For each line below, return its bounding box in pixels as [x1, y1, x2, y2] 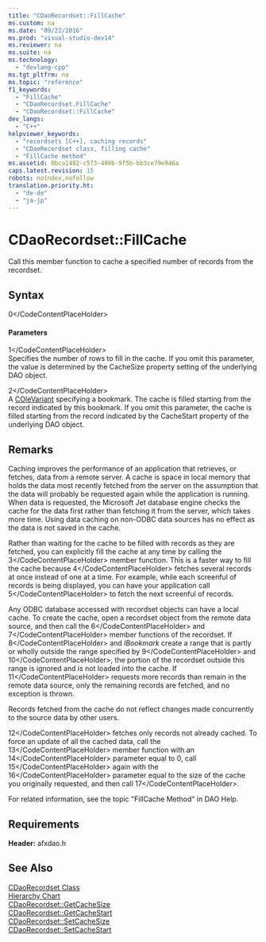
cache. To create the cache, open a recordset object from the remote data [8, 613, 252, 622]
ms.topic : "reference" [8, 78, 83, 86]
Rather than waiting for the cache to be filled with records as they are [8, 538, 235, 549]
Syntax [8, 288, 44, 302]
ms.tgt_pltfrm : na [8, 71, 69, 79]
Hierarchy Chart [8, 891, 61, 901]
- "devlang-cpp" [15, 64, 69, 72]
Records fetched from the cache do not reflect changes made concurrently [8, 704, 254, 714]
